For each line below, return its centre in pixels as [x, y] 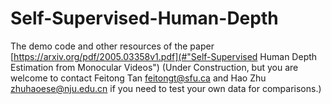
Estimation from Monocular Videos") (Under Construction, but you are [154, 67]
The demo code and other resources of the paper [112, 46]
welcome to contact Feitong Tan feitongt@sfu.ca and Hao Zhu [138, 78]
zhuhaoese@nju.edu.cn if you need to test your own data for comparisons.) [166, 88]
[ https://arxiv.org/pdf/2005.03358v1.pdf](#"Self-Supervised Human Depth [164, 56]
